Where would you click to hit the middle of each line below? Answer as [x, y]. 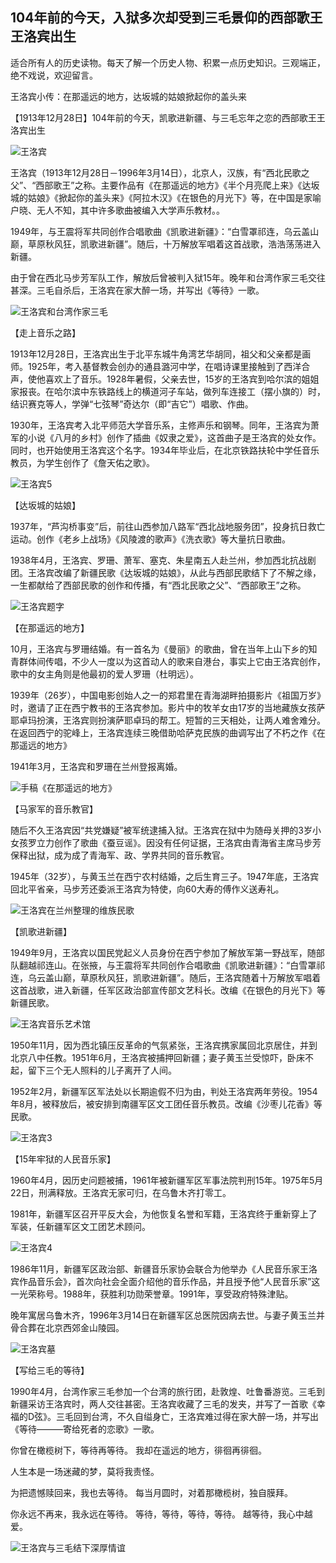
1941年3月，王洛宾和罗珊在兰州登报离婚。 [96, 766]
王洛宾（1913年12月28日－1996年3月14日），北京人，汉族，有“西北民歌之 [160, 172]
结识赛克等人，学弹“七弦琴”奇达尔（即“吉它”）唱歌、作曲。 [132, 404]
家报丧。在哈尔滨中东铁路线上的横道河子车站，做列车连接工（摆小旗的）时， [168, 391]
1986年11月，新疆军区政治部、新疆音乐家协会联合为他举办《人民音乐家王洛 [164, 1269]
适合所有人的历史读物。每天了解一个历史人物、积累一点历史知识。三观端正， [168, 62]
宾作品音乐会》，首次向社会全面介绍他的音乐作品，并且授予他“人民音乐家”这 [165, 1281]
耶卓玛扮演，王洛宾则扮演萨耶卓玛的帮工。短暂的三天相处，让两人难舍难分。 [168, 720]
